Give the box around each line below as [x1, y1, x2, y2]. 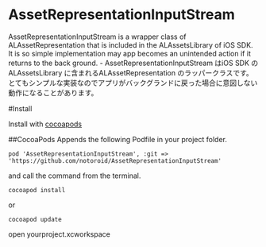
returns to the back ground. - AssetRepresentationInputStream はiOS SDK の [8, 58, 259, 68]
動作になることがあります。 [8, 87, 98, 97]
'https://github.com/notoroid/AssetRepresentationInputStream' [8, 156, 222, 164]
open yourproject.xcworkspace [8, 229, 111, 239]
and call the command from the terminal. [8, 171, 141, 180]
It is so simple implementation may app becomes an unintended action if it [8, 48, 252, 58]
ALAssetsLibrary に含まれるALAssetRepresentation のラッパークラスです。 [8, 68, 254, 77]
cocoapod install [8, 186, 66, 194]
